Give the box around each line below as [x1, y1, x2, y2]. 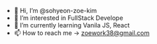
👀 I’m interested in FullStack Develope [13, 14, 124, 22]
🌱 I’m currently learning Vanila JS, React [13, 21, 130, 29]
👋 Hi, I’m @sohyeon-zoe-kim [13, 7, 97, 14]
